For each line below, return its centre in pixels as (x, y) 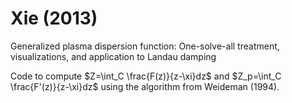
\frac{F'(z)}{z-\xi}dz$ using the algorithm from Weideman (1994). (145, 86)
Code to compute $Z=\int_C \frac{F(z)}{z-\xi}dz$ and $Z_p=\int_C (146, 76)
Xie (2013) (54, 18)
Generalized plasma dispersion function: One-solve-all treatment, (145, 46)
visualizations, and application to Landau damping (113, 56)
